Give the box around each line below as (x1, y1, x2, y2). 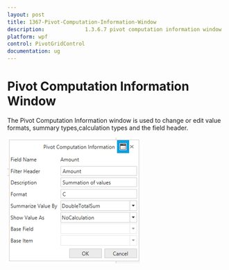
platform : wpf (7, 33, 49, 40)
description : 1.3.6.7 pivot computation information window (7, 26, 222, 33)
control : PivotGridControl (7, 40, 85, 48)
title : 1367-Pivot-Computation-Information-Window (7, 18, 157, 26)
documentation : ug (7, 48, 60, 55)
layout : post (7, 11, 45, 18)
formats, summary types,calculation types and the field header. (7, 124, 189, 132)
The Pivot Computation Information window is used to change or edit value (7, 116, 221, 124)
